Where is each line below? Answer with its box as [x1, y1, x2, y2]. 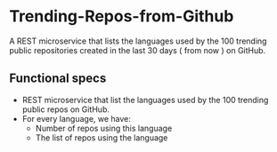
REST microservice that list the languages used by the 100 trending [21, 94, 269, 105]
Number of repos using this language [35, 123, 173, 133]
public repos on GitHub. [21, 104, 110, 115]
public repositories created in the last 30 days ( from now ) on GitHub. [9, 44, 266, 55]
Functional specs [9, 71, 107, 86]
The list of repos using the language [35, 132, 168, 143]
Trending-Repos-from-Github [9, 6, 234, 27]
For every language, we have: [21, 113, 132, 124]
